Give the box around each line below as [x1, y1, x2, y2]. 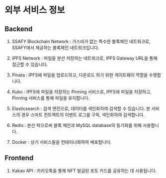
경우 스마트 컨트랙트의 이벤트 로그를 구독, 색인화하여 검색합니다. [21, 112, 145, 117]
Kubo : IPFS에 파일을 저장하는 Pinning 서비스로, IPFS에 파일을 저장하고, [11, 89, 152, 94]
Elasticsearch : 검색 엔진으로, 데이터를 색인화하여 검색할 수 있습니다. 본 [11, 105, 151, 111]
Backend [4, 24, 33, 33]
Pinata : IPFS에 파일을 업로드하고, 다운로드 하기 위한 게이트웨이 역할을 [11, 72, 148, 78]
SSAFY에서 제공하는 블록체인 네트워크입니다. [11, 45, 99, 50]
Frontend [4, 154, 34, 162]
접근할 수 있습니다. [11, 62, 48, 67]
